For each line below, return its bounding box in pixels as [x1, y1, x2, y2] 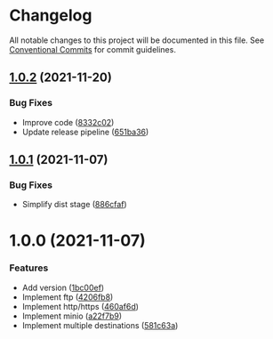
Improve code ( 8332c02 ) [21, 117, 115, 127]
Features [9, 262, 49, 274]
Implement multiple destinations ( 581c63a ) [21, 319, 179, 330]
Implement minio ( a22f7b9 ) [21, 311, 123, 321]
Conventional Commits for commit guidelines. [9, 44, 176, 54]
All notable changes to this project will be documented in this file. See [9, 35, 265, 45]
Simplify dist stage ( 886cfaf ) [21, 199, 127, 210]
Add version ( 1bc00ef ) [21, 282, 105, 293]
